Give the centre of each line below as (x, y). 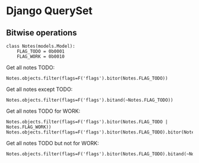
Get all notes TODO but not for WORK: (53, 143)
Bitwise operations (41, 33)
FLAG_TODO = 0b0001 (41, 51)
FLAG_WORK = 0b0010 (41, 57)
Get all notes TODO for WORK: (43, 111)
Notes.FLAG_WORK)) (29, 127)
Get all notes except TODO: (39, 89)
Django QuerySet (49, 11)
